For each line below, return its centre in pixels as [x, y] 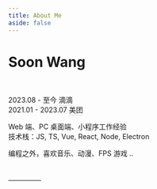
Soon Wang [47, 62]
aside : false [30, 23]
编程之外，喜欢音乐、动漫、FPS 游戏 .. [71, 153]
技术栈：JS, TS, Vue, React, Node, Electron [79, 137]
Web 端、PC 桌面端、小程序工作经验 [67, 127]
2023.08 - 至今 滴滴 [40, 100]
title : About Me [35, 15]
